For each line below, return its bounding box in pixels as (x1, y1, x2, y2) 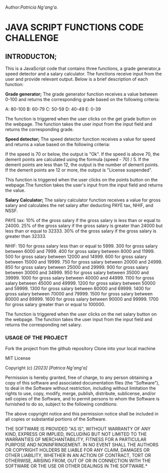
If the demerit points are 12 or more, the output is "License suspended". (5, 167, 152, 173)
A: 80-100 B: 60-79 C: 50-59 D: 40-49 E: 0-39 (5, 106, 101, 112)
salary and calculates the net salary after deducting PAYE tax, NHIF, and (5, 202, 153, 208)
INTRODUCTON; (5, 52, 57, 60)
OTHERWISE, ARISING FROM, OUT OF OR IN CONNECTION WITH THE (5, 457, 151, 464)
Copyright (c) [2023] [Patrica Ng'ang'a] (5, 365, 87, 371)
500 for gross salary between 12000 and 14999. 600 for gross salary (5, 253, 147, 259)
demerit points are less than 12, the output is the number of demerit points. (5, 162, 159, 167)
